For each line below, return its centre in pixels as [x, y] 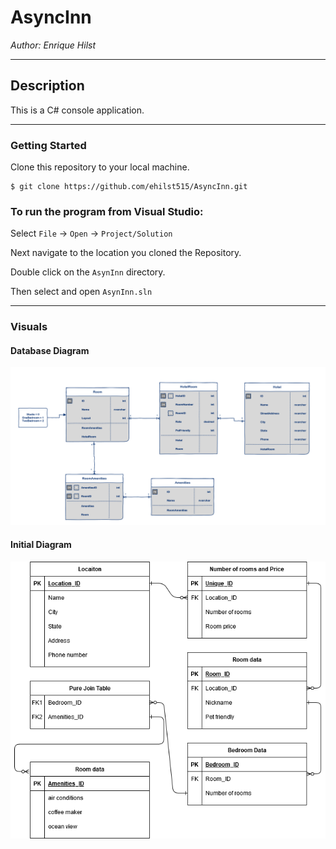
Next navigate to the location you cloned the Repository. [126, 253]
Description [47, 86]
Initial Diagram [41, 545]
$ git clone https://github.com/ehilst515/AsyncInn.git [129, 187]
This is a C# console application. [77, 110]
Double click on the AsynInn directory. [88, 272]
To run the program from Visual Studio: [107, 211]
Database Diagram [50, 350]
